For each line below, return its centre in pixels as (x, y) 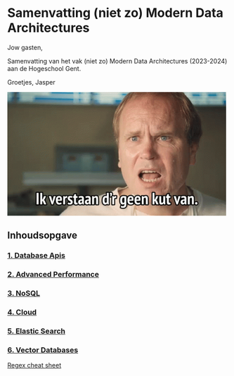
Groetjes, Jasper (31, 82)
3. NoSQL (24, 294)
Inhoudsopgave (42, 236)
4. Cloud (22, 313)
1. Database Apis (36, 256)
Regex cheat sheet (34, 365)
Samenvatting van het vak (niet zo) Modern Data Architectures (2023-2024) (117, 61)
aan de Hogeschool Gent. (44, 68)
